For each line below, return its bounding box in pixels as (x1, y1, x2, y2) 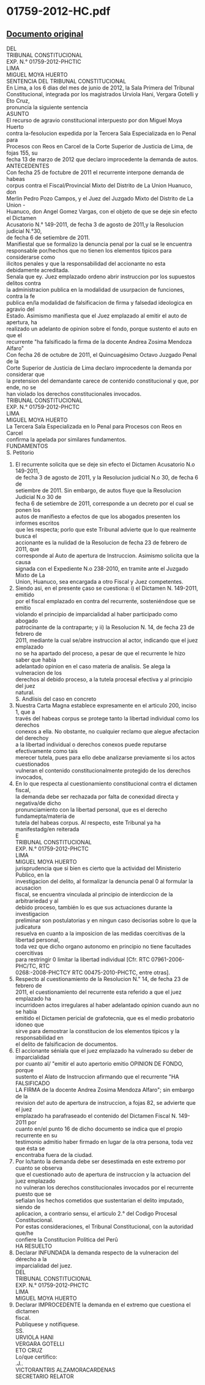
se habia (15, 1008, 37, 1015)
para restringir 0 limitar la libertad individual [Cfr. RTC (15, 956, 150, 963)
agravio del (6, 305, 35, 313)
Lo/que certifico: (15, 1353, 58, 1360)
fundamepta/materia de (15, 812, 75, 820)
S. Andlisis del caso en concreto (15, 695, 97, 703)
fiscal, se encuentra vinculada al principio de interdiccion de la (15, 891, 173, 898)
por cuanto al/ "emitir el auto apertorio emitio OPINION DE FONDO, (15, 1060, 184, 1067)
